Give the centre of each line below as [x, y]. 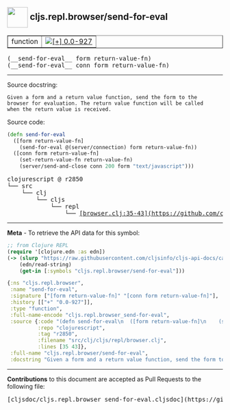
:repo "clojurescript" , [72, 328]
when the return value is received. [59, 109]
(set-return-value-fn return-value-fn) [76, 160]
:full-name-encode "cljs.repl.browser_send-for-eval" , [90, 315]
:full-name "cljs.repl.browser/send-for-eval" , [79, 353]
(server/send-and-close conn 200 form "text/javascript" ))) [107, 166]
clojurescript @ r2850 [45, 179]
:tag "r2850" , [57, 334]
